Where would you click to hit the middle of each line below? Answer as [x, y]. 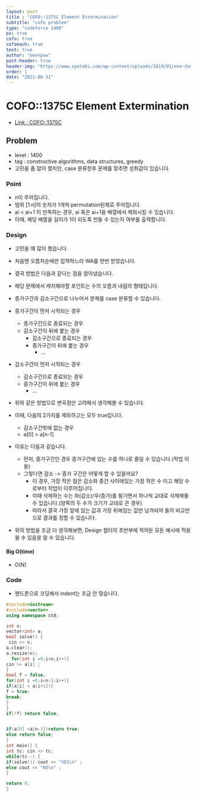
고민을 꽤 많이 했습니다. [41, 249]
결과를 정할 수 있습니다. [70, 518]
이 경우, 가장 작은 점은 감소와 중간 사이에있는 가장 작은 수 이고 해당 [108, 481]
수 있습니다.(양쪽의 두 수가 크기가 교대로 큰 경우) [87, 503]
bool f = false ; [26, 675]
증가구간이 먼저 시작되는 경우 [47, 311]
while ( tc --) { [23, 756]
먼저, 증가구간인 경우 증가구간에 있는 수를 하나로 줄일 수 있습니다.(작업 [103, 459]
